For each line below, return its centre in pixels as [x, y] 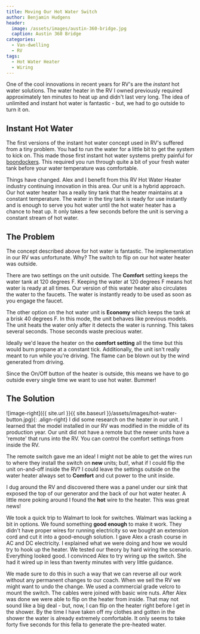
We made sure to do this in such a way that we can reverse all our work [94, 574]
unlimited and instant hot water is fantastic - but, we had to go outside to [96, 103]
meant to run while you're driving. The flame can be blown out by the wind [98, 356]
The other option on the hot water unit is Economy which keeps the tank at [98, 312]
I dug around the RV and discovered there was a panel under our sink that [97, 487]
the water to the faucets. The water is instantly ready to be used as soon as [99, 294]
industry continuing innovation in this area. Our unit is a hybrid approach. [96, 186]
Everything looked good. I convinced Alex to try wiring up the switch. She [96, 556]
